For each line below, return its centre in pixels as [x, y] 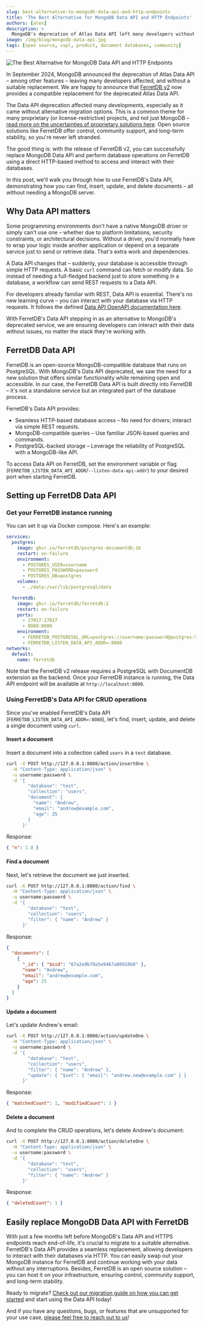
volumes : [28, 582]
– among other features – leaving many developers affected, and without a [98, 80]
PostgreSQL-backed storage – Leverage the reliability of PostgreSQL [100, 446]
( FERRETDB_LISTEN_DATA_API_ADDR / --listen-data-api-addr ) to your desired [97, 470]
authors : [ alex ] [26, 23]
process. [17, 397]
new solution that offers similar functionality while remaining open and [93, 378]
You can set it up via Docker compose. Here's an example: [79, 526]
